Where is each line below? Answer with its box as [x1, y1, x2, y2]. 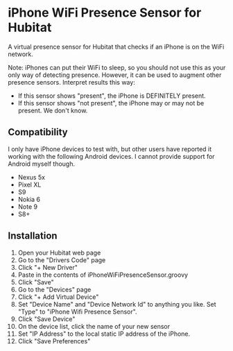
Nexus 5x [17, 173, 46, 181]
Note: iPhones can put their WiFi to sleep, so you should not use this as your [8, 63, 226, 71]
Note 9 [17, 203, 37, 211]
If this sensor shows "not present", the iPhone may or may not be [17, 99, 205, 107]
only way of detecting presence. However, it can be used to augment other [8, 71, 222, 79]
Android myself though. [8, 160, 76, 168]
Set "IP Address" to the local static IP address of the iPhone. [17, 329, 191, 338]
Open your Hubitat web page [17, 248, 101, 257]
